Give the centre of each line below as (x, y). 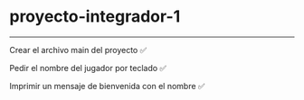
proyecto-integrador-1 (95, 17)
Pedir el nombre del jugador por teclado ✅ (88, 68)
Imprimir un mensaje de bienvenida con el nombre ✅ (107, 86)
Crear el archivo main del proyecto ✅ (78, 50)
